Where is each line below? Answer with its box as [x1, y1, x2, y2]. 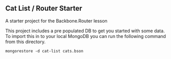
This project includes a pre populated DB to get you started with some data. [5, 28, 165, 34]
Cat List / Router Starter [5, 4, 82, 13]
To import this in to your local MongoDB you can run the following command [5, 33, 166, 39]
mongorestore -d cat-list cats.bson [5, 48, 83, 53]
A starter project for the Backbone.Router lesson [5, 17, 108, 24]
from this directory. [5, 38, 46, 45]
